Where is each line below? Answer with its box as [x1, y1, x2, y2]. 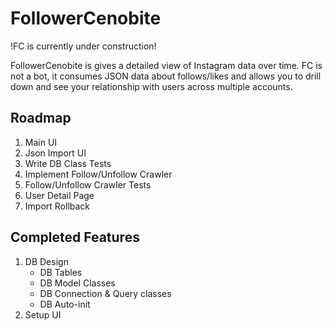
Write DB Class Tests [24, 157, 112, 169]
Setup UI [24, 308, 62, 321]
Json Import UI [24, 147, 87, 159]
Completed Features [10, 229, 140, 246]
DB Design [24, 255, 69, 267]
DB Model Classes [39, 277, 116, 289]
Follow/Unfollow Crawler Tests [24, 178, 152, 191]
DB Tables [39, 266, 83, 278]
